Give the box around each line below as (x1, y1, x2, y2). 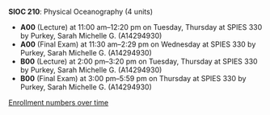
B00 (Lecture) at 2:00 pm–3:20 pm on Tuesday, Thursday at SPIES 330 (19, 56, 258, 66)
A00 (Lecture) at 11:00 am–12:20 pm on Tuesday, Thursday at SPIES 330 (19, 23, 263, 31)
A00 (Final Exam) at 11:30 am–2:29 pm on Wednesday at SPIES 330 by (19, 39, 256, 49)
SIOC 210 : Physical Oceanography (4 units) (8, 7, 154, 16)
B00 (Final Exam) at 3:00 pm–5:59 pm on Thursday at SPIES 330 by (19, 74, 247, 83)
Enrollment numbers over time (8, 98, 109, 107)
